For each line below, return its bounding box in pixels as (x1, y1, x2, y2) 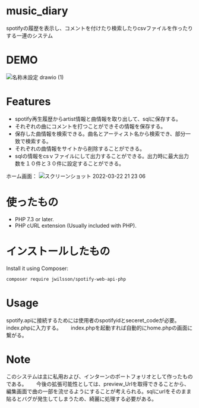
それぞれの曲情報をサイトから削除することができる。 (14, 145, 146, 152)
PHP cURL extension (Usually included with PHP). (14, 222, 137, 229)
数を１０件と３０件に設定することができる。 (14, 159, 125, 167)
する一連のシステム (6, 32, 53, 39)
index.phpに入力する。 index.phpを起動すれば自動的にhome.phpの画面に (6, 324, 193, 331)
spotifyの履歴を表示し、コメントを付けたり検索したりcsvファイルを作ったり (6, 24, 193, 32)
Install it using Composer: (6, 265, 69, 272)
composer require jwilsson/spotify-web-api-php (6, 276, 127, 282)
